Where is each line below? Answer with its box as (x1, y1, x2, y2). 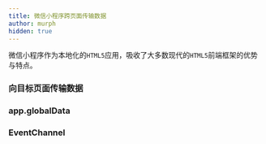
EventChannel (8, 127, 66, 138)
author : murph (8, 20, 57, 28)
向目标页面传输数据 (8, 83, 84, 94)
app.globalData (8, 105, 71, 116)
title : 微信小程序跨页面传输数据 (8, 11, 107, 20)
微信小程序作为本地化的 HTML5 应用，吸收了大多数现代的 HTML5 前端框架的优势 (8, 50, 258, 60)
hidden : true (8, 27, 53, 35)
